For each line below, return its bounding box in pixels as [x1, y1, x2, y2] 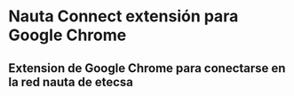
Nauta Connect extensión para [8, 6, 239, 27]
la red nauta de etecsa [8, 74, 134, 90]
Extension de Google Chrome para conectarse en [8, 60, 286, 76]
